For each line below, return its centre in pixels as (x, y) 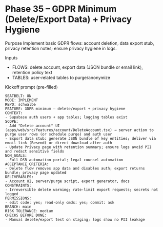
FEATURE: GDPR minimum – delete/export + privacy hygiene (65, 109)
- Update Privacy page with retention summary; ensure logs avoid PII (78, 147)
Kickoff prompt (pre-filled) (31, 87)
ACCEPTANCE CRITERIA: (27, 164)
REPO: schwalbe (20, 104)
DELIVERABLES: (20, 177)
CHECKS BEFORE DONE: (26, 215)
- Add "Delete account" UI (32, 126)
